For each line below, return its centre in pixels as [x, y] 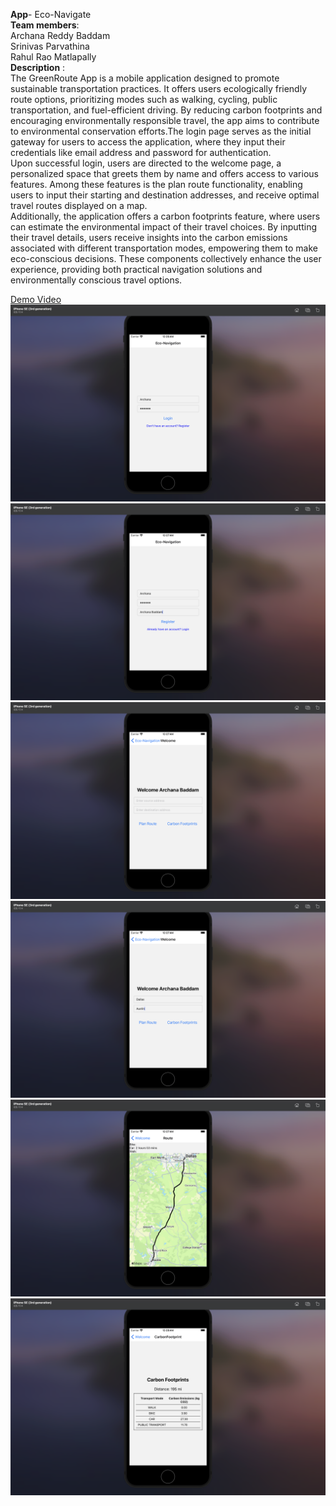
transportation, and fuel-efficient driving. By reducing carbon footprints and [166, 110]
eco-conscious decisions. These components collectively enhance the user [166, 258]
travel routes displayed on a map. [79, 205]
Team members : [45, 25]
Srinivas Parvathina [50, 46]
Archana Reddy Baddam [60, 35]
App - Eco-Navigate [51, 14]
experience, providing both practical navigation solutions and [136, 269]
